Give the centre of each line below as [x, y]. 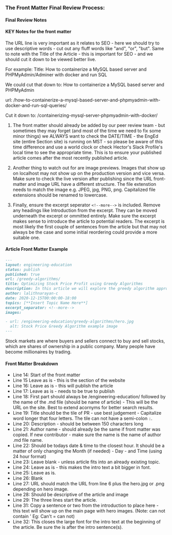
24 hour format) [29, 457]
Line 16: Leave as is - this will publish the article [63, 386]
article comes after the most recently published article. [70, 158]
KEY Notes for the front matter [38, 32]
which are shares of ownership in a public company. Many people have [80, 347]
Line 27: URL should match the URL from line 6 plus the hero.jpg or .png [89, 484]
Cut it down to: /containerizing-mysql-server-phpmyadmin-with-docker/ [81, 115]
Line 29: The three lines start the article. [55, 500]
